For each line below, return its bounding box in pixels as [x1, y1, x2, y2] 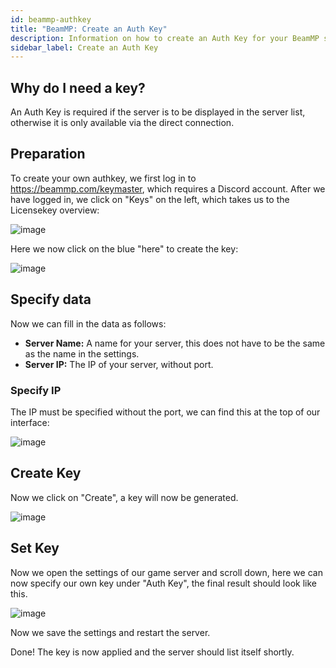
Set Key [10, 540, 60, 557]
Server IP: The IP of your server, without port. [24, 358, 214, 370]
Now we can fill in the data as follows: [10, 317, 167, 330]
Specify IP [10, 383, 62, 397]
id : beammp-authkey [10, 14, 92, 25]
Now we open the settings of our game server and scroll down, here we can [10, 566, 323, 578]
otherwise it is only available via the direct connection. [10, 117, 235, 129]
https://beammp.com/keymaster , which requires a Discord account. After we [10, 182, 326, 195]
